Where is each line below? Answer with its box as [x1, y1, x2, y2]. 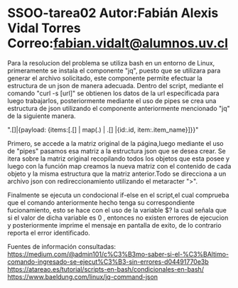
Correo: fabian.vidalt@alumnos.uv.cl [7, 36, 229, 51]
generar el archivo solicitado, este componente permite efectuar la [7, 73, 202, 82]
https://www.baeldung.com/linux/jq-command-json [7, 272, 158, 281]
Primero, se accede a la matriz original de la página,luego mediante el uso [7, 139, 224, 147]
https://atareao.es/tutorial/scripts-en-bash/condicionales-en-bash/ [7, 265, 205, 273]
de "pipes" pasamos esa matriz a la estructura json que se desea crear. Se [7, 146, 226, 155]
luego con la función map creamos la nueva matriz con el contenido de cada [7, 161, 232, 170]
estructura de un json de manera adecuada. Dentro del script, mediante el [7, 81, 224, 90]
